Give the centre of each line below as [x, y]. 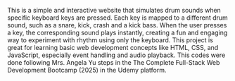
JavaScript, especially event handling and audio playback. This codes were [116, 55]
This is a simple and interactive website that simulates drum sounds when [114, 10]
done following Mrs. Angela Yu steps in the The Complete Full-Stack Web [114, 62]
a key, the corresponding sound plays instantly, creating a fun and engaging [118, 32]
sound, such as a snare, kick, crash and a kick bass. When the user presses [117, 25]
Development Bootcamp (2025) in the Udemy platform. [87, 70]
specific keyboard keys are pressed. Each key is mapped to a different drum [118, 18]
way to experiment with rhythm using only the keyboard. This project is [110, 40]
